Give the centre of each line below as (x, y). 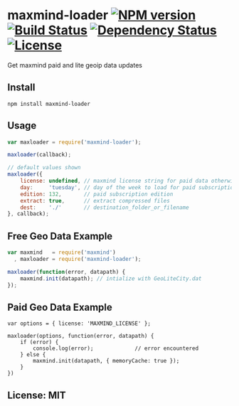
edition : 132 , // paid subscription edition (97, 194)
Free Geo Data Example (60, 236)
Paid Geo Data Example (60, 307)
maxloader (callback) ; (39, 155)
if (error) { (39, 342)
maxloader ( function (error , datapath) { (67, 272)
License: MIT (37, 395)
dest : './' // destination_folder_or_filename (105, 207)
